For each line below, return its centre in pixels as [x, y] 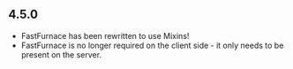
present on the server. [61, 54]
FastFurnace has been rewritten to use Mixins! [105, 35]
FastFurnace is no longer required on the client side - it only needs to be [152, 45]
